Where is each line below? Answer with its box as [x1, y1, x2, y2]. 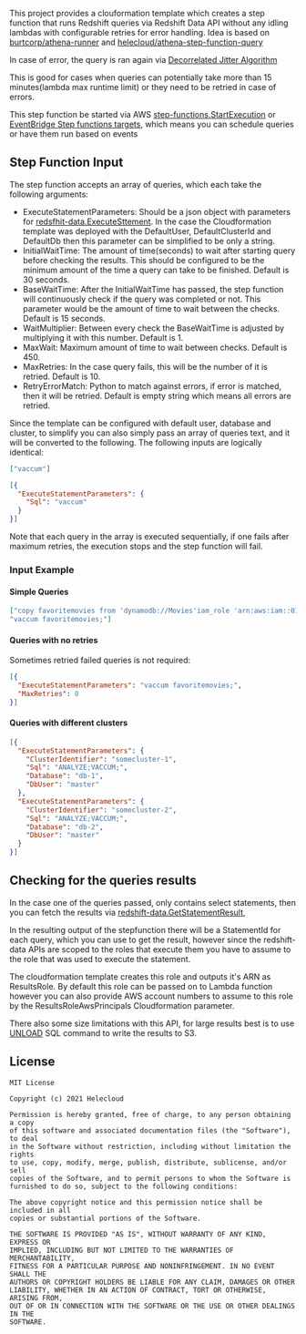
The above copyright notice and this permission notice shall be [9, 1197, 262, 1206]
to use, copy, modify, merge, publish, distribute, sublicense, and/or [9, 1157, 287, 1167]
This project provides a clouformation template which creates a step [9, 8, 266, 18]
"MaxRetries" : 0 [17, 689, 79, 698]
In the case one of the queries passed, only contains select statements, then [9, 897, 297, 908]
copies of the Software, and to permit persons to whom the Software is [9, 1174, 291, 1183]
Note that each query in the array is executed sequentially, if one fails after [9, 531, 290, 542]
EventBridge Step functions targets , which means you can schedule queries [9, 118, 294, 129]
